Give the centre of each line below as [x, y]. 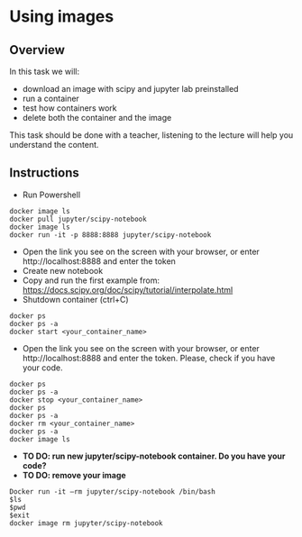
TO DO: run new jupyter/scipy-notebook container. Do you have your [154, 456]
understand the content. [54, 145]
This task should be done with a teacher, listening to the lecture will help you [151, 135]
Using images [62, 17]
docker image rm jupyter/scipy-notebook [87, 523]
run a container [50, 98]
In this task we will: [45, 71]
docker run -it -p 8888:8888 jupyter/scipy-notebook [110, 235]
